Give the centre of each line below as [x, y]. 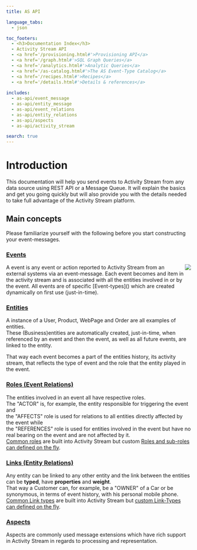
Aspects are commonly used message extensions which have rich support [96, 535]
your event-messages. [33, 239]
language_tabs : [25, 22]
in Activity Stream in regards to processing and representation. [82, 541]
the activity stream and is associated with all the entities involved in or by [94, 280]
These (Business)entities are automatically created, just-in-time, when [91, 333]
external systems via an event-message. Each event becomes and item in [95, 274]
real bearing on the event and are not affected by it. [68, 435]
